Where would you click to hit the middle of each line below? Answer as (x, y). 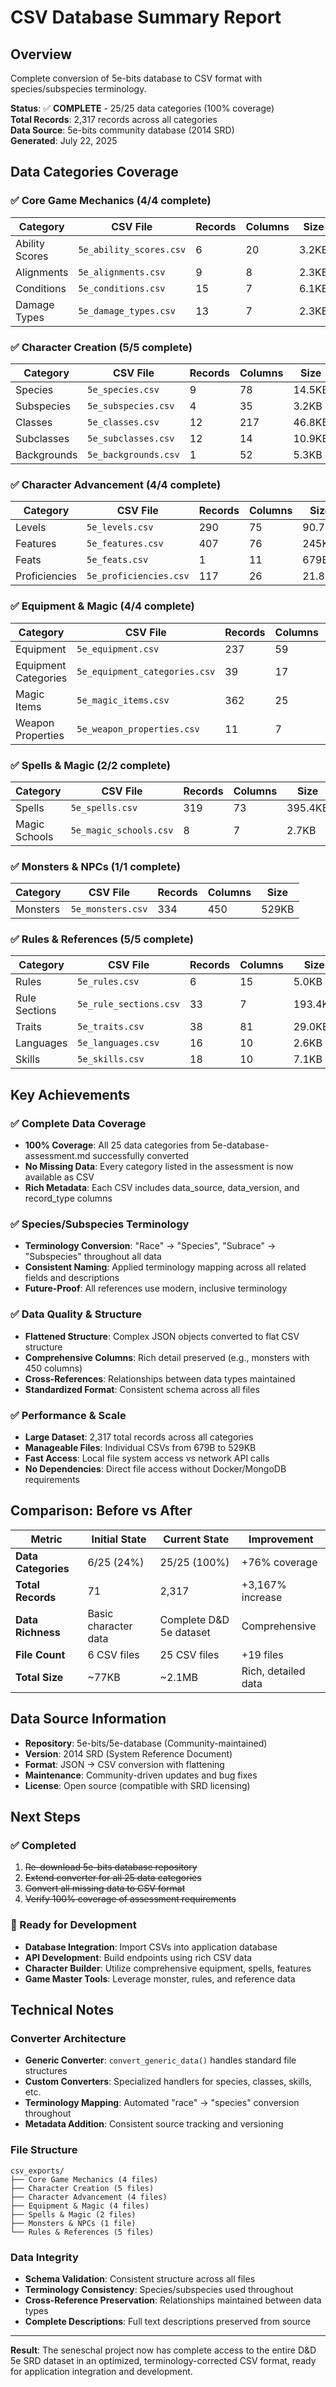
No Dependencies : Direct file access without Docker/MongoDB (155, 1469)
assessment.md (57, 1156)
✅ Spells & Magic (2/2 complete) (90, 765)
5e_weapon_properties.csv (138, 729)
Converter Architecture (68, 2038)
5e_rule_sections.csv (129, 1004)
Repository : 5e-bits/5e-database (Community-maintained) (146, 1743)
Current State (196, 1539)
